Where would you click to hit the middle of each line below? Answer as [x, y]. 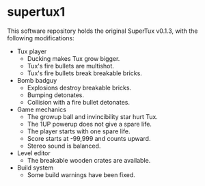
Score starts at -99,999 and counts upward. [89, 138]
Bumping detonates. [55, 95]
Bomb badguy [37, 80]
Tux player [32, 51]
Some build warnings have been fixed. [81, 174]
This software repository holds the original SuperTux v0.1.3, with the [102, 31]
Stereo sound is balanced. [64, 146]
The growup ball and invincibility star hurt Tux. [93, 116]
